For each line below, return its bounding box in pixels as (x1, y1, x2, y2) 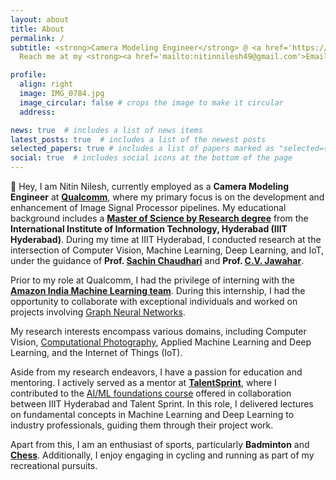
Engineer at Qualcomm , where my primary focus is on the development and (10, 191, 325, 203)
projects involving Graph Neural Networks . (10, 306, 186, 318)
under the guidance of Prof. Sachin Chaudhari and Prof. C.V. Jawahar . (10, 255, 305, 266)
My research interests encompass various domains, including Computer (10, 326, 307, 337)
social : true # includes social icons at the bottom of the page (10, 153, 293, 163)
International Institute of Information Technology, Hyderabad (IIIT (10, 223, 288, 235)
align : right (19, 79, 74, 90)
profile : (10, 70, 47, 80)
